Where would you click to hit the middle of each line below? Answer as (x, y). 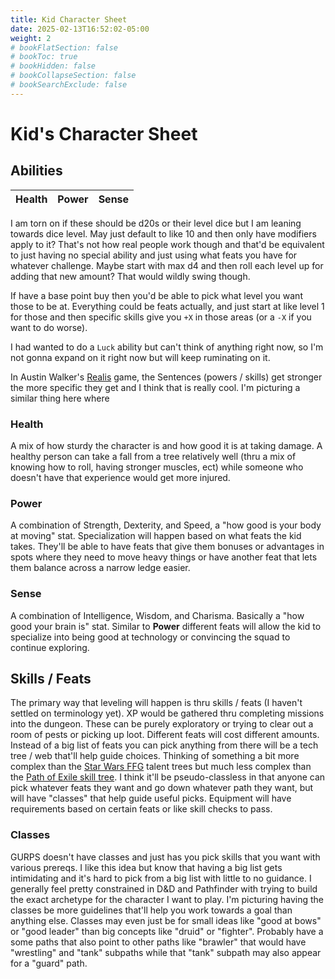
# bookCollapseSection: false (73, 76)
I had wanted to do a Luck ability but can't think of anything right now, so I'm (167, 347)
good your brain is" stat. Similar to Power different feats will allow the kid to (166, 626)
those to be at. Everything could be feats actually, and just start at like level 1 (167, 306)
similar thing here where (60, 398)
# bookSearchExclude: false (69, 85)
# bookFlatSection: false (64, 47)
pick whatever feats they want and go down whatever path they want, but (162, 788)
